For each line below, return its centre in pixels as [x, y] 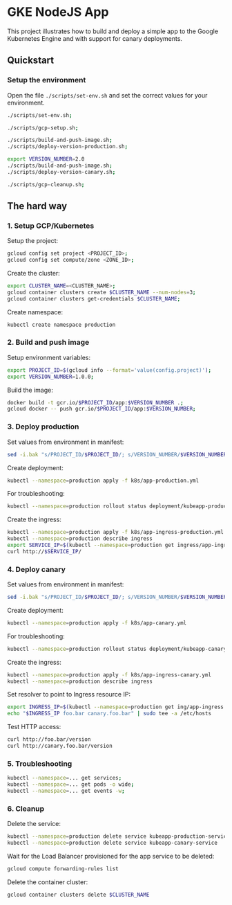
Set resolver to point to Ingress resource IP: [69, 695]
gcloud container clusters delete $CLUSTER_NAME [78, 895]
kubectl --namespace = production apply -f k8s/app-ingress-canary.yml [109, 675]
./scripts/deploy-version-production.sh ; [68, 147]
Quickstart [31, 61]
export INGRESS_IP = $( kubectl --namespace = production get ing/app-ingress [116, 707]
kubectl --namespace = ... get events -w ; [66, 791]
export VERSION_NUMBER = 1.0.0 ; [51, 377]
